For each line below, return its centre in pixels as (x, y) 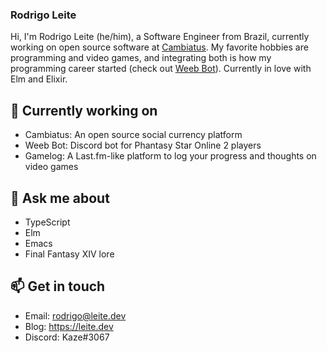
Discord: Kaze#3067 (67, 337)
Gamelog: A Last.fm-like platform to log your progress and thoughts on (170, 156)
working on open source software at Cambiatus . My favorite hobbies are (159, 47)
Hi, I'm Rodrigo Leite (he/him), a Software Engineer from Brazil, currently (160, 37)
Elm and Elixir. (39, 79)
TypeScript (47, 222)
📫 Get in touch (58, 286)
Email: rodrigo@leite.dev (75, 315)
